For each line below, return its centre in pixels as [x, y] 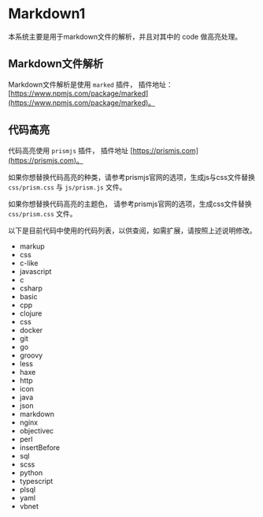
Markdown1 [47, 14]
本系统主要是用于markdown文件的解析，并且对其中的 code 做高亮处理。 [125, 36]
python [31, 472]
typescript [36, 481]
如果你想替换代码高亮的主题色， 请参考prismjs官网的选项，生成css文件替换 [130, 204]
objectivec [37, 430]
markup [32, 246]
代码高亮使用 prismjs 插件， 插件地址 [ [70, 150]
